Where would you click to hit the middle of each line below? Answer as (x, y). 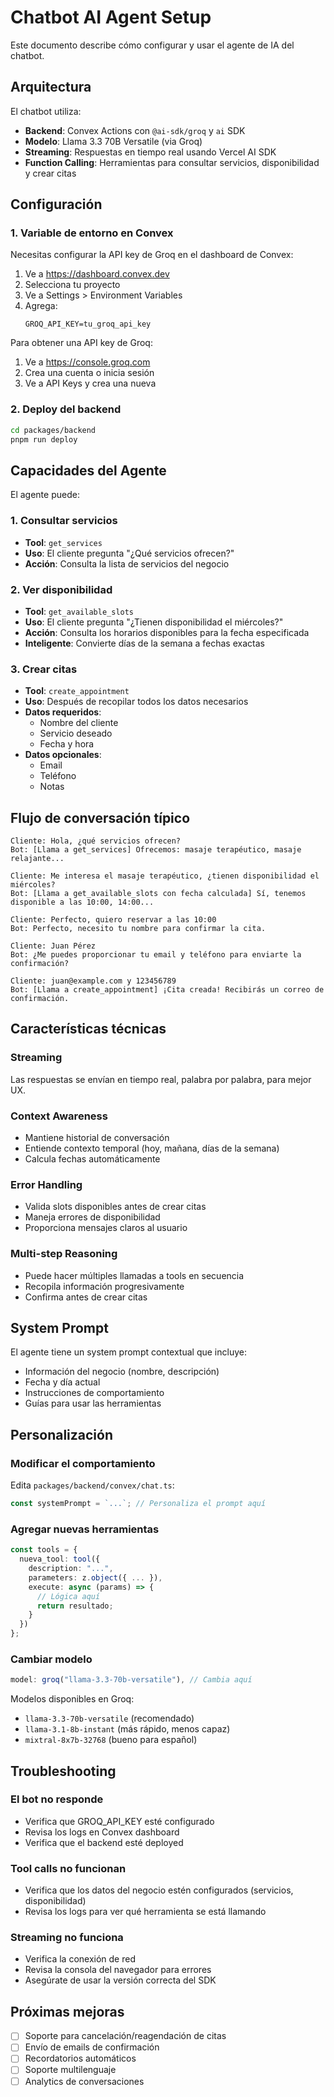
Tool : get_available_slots (79, 611)
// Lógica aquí (68, 1596)
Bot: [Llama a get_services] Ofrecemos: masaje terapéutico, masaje (156, 850)
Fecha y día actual (62, 1382)
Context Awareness (59, 1116)
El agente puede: (45, 495)
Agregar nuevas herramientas (85, 1529)
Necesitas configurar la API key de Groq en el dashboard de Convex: (152, 255)
